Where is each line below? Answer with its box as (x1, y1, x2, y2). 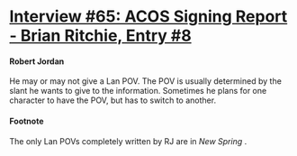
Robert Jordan (9, 56, 65, 67)
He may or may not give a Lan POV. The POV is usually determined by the (9, 76, 282, 87)
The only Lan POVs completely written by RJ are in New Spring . (9, 135, 247, 146)
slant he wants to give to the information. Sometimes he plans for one (9, 86, 267, 96)
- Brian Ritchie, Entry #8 (9, 25, 192, 46)
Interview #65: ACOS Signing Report (9, 6, 288, 27)
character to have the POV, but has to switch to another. (9, 95, 217, 106)
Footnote (9, 115, 44, 126)
